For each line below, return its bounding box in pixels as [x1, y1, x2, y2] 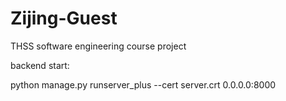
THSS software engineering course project [10, 40, 187, 52]
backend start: [10, 59, 70, 71]
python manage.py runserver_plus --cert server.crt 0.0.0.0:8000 [10, 78, 277, 91]
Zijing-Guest [10, 7, 118, 30]
